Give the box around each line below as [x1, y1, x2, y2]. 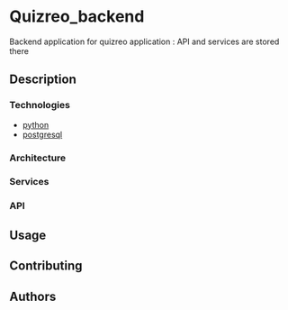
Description [9, 72, 76, 87]
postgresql [22, 129, 63, 140]
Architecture [9, 151, 67, 164]
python [22, 119, 49, 130]
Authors [9, 288, 57, 304]
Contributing [9, 259, 83, 274]
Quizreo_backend [9, 6, 145, 27]
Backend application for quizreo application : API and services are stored [9, 36, 280, 47]
